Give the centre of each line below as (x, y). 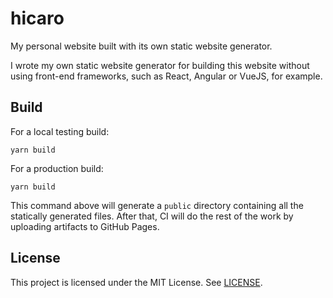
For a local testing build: (60, 131)
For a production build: (57, 168)
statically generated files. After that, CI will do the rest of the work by (152, 216)
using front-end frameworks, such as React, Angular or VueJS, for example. (166, 76)
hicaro (37, 18)
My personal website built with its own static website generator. (141, 46)
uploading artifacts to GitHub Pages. (85, 226)
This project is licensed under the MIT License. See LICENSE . (136, 282)
